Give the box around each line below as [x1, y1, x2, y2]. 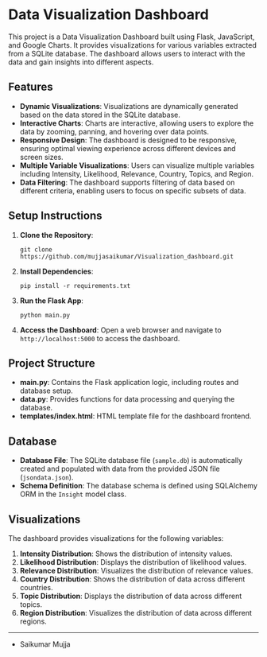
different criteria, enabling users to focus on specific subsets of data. [19, 185, 246, 196]
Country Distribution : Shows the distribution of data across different [19, 574, 246, 584]
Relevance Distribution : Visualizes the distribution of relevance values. [19, 566, 253, 575]
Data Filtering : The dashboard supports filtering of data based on [19, 177, 235, 187]
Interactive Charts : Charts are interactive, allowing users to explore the [19, 118, 254, 128]
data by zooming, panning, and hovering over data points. [19, 126, 209, 136]
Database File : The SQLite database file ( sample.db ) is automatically [19, 456, 243, 465]
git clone [19, 245, 53, 254]
